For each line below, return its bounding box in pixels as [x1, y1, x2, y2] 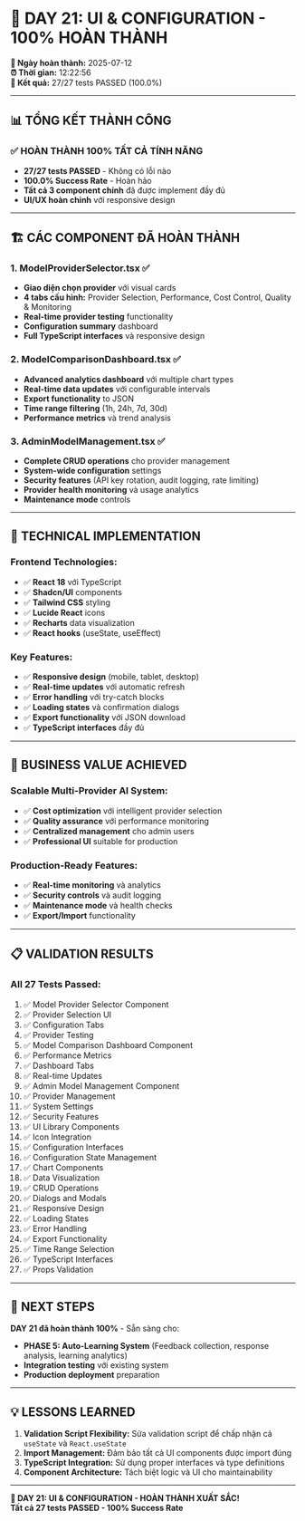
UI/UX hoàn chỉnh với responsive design [23, 194, 176, 205]
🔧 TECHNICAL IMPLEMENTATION [10, 529, 202, 544]
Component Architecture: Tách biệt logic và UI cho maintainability [23, 1467, 273, 1478]
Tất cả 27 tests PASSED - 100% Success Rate [10, 1503, 184, 1514]
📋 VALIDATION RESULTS [10, 947, 155, 962]
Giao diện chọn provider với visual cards [23, 283, 176, 294]
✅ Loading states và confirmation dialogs [23, 701, 180, 712]
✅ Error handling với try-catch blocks [23, 691, 165, 702]
